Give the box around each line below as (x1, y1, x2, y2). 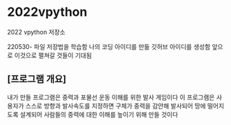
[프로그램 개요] (7, 73, 67, 85)
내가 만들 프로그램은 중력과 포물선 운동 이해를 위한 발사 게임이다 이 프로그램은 (7, 93, 215, 101)
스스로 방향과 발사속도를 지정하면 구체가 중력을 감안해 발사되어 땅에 (25, 102, 206, 110)
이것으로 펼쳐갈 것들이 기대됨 (14, 51, 92, 59)
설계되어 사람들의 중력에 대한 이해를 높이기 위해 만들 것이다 (19, 110, 179, 118)
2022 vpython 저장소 (7, 28, 66, 36)
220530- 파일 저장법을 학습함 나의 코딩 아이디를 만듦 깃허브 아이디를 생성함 (7, 42, 211, 50)
